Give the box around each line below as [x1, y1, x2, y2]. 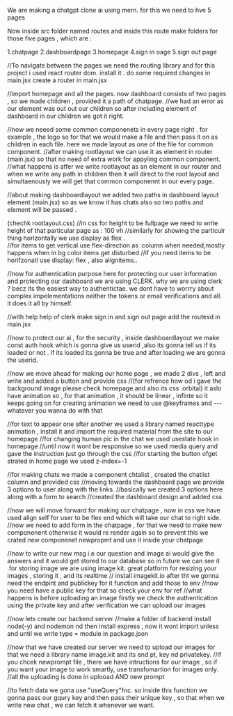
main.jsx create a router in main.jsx [7, 76, 108, 84]
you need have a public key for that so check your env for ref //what [7, 586, 202, 595]
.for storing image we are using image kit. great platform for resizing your [7, 564, 217, 572]
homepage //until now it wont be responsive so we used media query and [7, 442, 218, 450]
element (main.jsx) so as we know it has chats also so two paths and [7, 198, 204, 206]
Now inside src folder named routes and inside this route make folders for [7, 27, 218, 35]
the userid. [7, 356, 38, 364]
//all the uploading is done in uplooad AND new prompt [7, 673, 165, 680]
